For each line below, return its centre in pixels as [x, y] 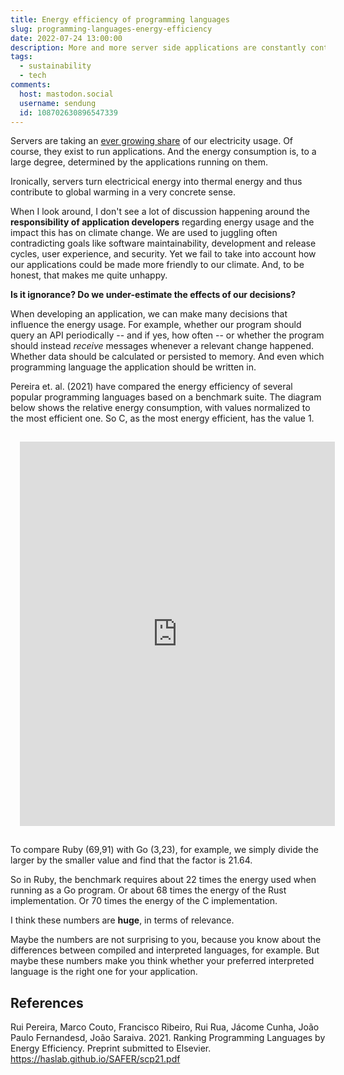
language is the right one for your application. [104, 972]
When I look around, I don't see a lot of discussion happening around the [160, 212]
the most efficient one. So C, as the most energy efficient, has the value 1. [162, 418]
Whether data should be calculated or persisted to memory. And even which [167, 357]
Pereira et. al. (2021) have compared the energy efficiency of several [151, 387]
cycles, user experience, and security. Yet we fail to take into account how [163, 254]
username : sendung [58, 103]
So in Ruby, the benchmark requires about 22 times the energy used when [163, 880]
